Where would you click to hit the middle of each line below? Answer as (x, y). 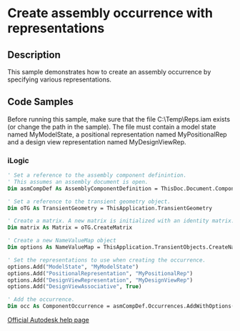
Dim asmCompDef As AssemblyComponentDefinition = (83, 188)
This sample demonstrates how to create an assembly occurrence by (109, 72)
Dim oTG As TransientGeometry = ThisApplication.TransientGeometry (110, 208)
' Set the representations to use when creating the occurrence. (106, 260)
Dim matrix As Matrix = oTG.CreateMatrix (70, 228)
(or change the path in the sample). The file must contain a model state (112, 127)
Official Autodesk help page (48, 320)
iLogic (19, 160)
